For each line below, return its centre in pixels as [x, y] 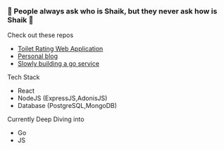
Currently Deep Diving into [46, 119]
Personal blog [38, 56]
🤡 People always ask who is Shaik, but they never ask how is [112, 11]
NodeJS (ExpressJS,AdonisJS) [62, 98]
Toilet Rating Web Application [60, 49]
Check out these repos [41, 35]
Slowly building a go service [58, 64]
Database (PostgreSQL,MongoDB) [67, 106]
